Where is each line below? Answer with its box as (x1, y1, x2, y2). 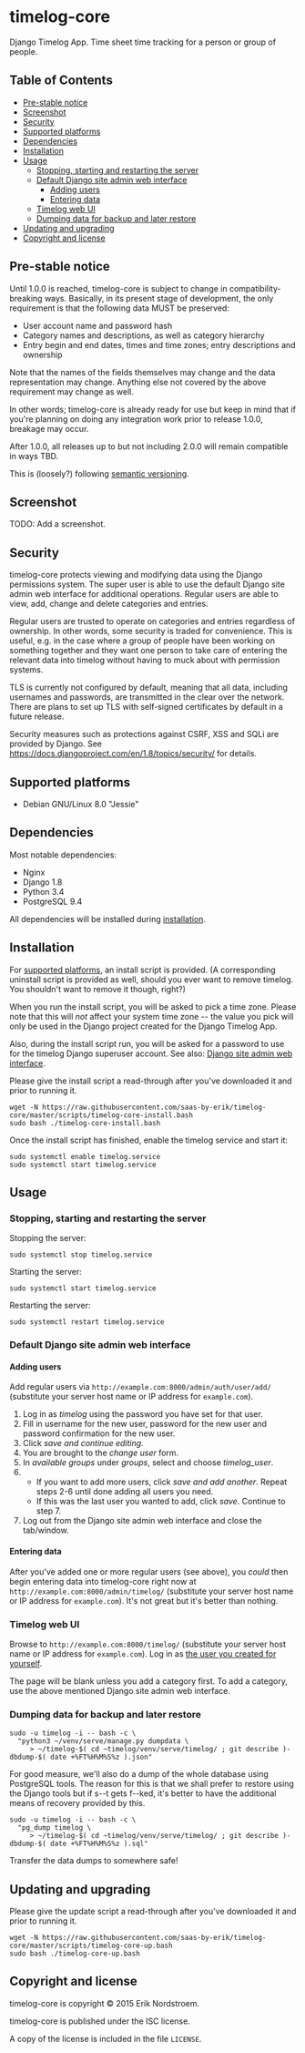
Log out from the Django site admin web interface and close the (22, 1515, 262, 1526)
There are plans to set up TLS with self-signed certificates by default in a (9, 702, 284, 713)
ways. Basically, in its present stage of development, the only (44, 293, 274, 303)
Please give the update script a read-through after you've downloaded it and (9, 1906, 297, 1917)
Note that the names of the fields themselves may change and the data (9, 366, 276, 377)
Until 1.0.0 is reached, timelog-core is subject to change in (9, 282, 228, 293)
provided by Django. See (9, 738, 103, 749)
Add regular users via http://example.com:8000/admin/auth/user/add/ (9, 1381, 271, 1392)
